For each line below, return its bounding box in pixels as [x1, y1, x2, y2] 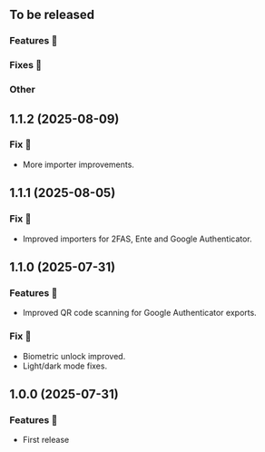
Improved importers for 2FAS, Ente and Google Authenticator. [22, 233, 252, 244]
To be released [9, 7, 95, 23]
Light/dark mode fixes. [22, 360, 107, 371]
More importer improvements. [22, 159, 134, 170]
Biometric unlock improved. [22, 350, 126, 361]
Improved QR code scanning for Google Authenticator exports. [22, 308, 257, 319]
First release [22, 435, 70, 446]
